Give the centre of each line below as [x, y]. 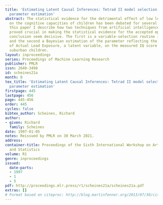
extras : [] [16, 190]
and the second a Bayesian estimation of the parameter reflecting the [83, 41]
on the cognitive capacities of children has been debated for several [83, 23]
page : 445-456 [19, 100]
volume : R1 [16, 154]
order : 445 [16, 104]
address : [14, 141]
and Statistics [25, 150]
